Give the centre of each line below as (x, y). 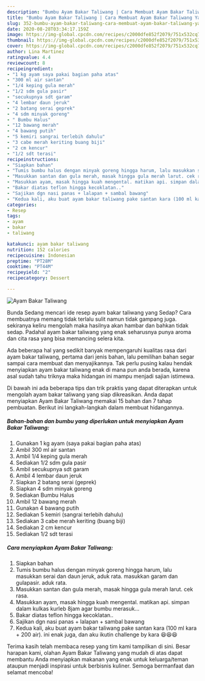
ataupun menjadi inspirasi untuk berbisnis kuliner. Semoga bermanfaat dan (101, 666)
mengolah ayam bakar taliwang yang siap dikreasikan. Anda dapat (90, 394)
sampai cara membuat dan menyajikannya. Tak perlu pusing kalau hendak (100, 363)
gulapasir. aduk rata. (41, 582)
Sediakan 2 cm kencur (44, 527)
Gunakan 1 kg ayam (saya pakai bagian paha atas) (78, 443)
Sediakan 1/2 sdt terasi (44, 533)
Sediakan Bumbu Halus (45, 495)
